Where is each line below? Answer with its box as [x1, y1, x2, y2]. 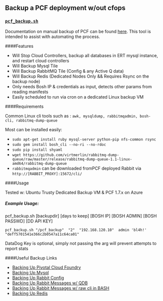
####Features [5, 43, 34, 49]
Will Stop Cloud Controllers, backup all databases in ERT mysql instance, [12, 52, 158, 58]
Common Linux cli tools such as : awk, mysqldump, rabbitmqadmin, [5, 113, 138, 119]
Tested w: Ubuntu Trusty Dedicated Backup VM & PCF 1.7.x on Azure [5, 189, 143, 195]
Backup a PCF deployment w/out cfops [5, 4, 126, 12]
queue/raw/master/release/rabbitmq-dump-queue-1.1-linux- [12, 157, 132, 161]
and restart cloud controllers [12, 58, 70, 63]
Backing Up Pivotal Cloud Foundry [12, 264, 81, 270]
